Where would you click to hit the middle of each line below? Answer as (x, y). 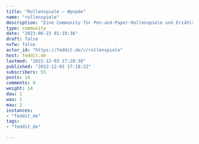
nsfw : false (21, 45)
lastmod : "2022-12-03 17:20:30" (46, 61)
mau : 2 (14, 105)
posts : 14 (18, 77)
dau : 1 (14, 94)
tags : (13, 122)
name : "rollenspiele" (33, 17)
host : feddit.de (26, 55)
